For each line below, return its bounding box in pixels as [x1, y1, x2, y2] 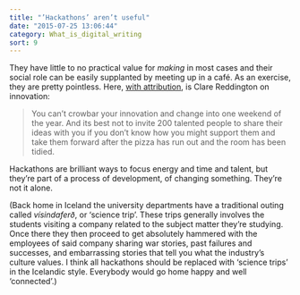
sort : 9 [9, 38, 39, 47]
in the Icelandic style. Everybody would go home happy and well [9, 266, 247, 277]
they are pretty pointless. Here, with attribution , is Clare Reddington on [9, 81, 270, 92]
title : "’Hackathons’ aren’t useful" [9, 13, 150, 22]
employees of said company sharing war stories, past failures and [9, 238, 253, 249]
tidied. [30, 147, 56, 157]
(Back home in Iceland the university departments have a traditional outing [9, 200, 284, 211]
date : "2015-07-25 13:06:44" [9, 21, 118, 30]
